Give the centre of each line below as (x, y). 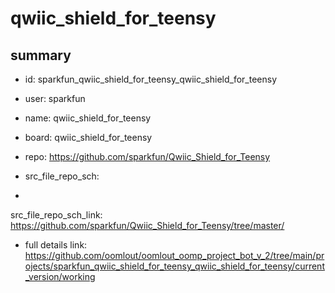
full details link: (56, 245)
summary (41, 55)
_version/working (60, 276)
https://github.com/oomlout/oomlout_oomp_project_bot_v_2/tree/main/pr (174, 255)
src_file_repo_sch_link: (56, 215)
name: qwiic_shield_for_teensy (88, 118)
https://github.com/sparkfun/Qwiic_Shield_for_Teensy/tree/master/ (147, 225)
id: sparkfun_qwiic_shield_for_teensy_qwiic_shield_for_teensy (151, 79)
